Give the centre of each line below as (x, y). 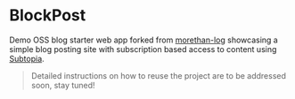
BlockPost (48, 15)
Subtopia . (27, 58)
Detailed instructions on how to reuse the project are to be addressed (159, 75)
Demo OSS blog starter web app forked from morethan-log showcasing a (143, 40)
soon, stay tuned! (63, 85)
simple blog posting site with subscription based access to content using (143, 49)
